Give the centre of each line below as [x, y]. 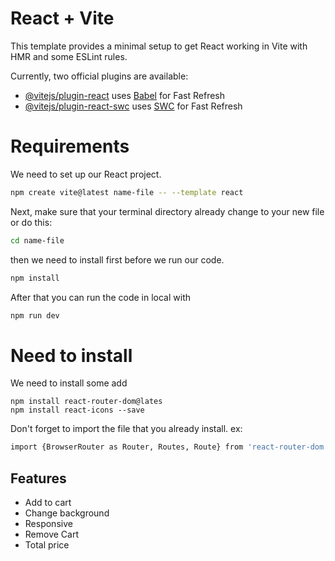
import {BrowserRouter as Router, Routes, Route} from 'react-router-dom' [169, 447]
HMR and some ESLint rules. [69, 56]
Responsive [48, 523]
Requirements [70, 146]
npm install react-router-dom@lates [86, 402]
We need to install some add [69, 383]
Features [38, 478]
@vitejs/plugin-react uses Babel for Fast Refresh [125, 95]
